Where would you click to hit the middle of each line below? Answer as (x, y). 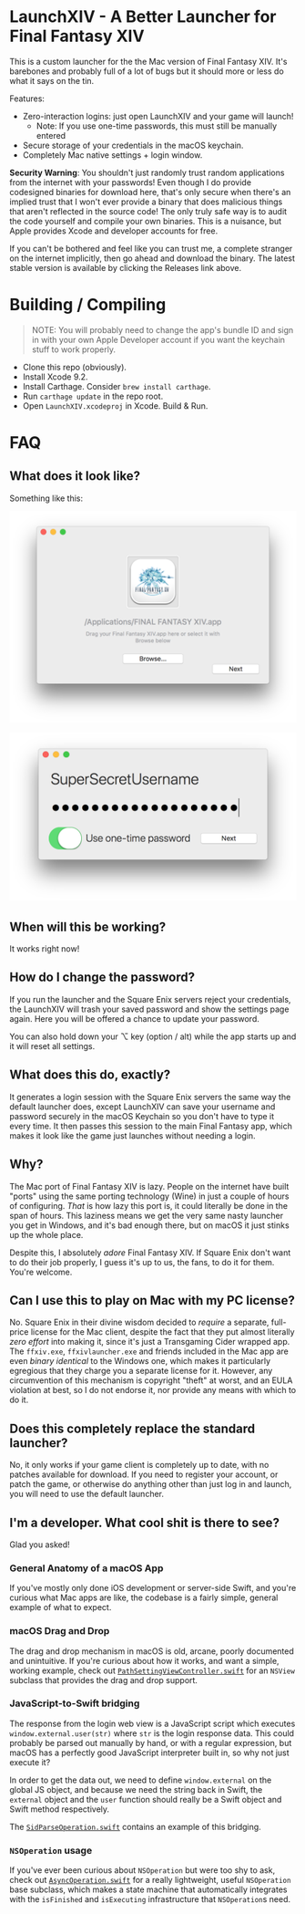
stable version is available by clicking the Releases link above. (126, 267)
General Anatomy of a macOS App (86, 1568)
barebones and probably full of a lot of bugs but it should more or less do (147, 71)
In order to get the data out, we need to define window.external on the (141, 1780)
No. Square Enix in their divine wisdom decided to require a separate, (139, 1322)
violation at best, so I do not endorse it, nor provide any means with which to (153, 1390)
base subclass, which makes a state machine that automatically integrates (148, 1889)
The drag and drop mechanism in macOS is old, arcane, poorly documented (152, 1651)
